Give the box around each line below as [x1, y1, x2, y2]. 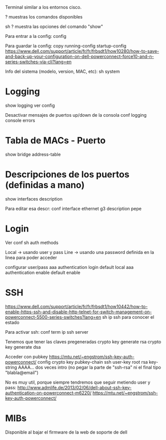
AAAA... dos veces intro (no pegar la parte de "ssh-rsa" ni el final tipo [18, 364, 161, 370]
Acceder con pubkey [5, 354, 48, 360]
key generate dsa [5, 344, 41, 350]
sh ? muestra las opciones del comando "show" [5, 23, 103, 29]
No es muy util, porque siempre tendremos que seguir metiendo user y [5, 379, 151, 385]
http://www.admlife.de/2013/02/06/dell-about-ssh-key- [17, 384, 132, 391]
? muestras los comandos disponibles [5, 14, 83, 19]
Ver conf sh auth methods [5, 239, 59, 245]
